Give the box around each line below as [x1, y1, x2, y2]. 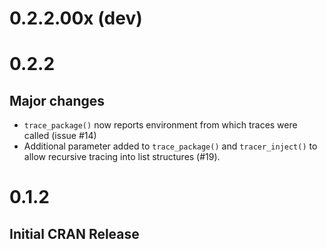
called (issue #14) [23, 130, 97, 142]
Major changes [9, 92, 106, 109]
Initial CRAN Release [9, 225, 140, 242]
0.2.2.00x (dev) [9, 7, 143, 30]
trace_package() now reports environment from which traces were [23, 119, 298, 131]
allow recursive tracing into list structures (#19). [23, 151, 221, 163]
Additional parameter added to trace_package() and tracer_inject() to [23, 140, 318, 152]
